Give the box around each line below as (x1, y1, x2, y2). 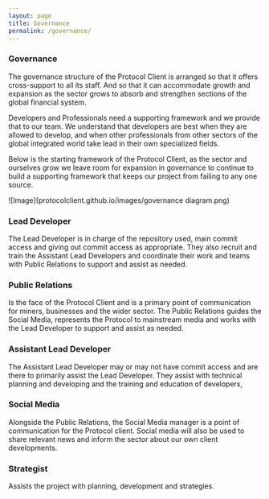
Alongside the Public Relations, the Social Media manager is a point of (8, 417, 240, 427)
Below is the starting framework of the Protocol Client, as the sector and (8, 154, 247, 163)
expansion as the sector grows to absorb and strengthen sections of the (8, 89, 247, 98)
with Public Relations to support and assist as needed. (8, 259, 188, 269)
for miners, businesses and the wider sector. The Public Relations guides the (8, 307, 263, 316)
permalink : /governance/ (8, 27, 92, 35)
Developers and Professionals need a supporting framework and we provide (8, 113, 261, 122)
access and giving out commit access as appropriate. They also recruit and (8, 242, 257, 252)
